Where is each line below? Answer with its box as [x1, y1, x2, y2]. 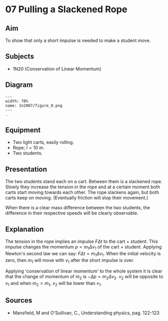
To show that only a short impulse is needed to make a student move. [5, 37, 151, 43]
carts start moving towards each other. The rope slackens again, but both [5, 189, 159, 195]
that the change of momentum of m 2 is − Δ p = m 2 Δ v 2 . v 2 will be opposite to [5, 274, 163, 281]
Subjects [5, 52, 34, 61]
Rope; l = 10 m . [12, 144, 45, 151]
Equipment [5, 126, 41, 135]
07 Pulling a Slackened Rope [5, 4, 128, 15]
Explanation [5, 225, 44, 233]
